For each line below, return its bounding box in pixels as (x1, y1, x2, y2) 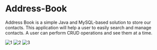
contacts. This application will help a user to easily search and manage (5, 24, 151, 30)
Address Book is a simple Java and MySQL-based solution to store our (5, 19, 151, 25)
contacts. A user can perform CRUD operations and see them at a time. (5, 30, 152, 36)
